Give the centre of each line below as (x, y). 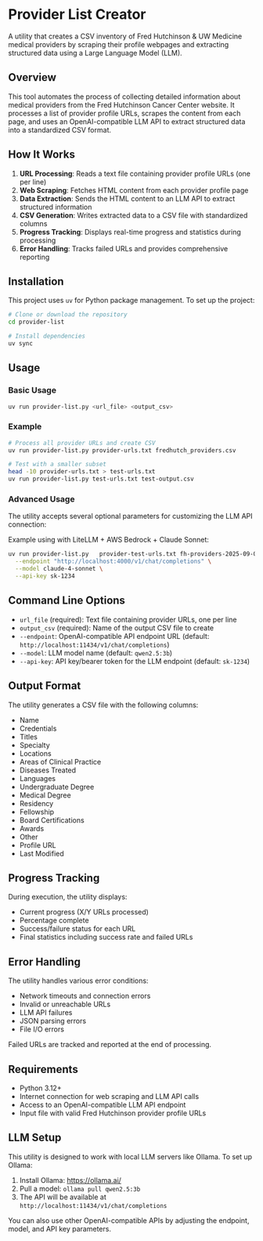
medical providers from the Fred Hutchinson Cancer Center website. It (121, 104)
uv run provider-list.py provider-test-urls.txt (92, 554)
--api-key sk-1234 (45, 576)
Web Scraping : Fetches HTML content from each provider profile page (134, 190)
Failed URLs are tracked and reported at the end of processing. (110, 1045)
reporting (34, 257)
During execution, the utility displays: (68, 897)
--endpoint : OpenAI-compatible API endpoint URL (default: (114, 636)
